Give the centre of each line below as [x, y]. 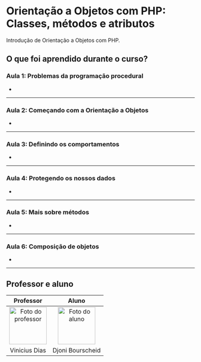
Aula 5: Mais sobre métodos [48, 212]
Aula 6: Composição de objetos [53, 246]
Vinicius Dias [28, 350]
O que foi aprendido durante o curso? [77, 59]
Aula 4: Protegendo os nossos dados [61, 179]
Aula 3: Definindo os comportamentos [63, 144]
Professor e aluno [40, 284]
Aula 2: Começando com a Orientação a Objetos [77, 110]
